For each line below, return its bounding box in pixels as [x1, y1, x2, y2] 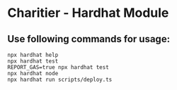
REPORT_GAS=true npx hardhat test [7, 64, 110, 71]
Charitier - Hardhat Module [7, 5, 169, 21]
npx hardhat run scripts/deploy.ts [7, 76, 113, 83]
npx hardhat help [7, 51, 59, 58]
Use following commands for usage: [7, 33, 171, 45]
